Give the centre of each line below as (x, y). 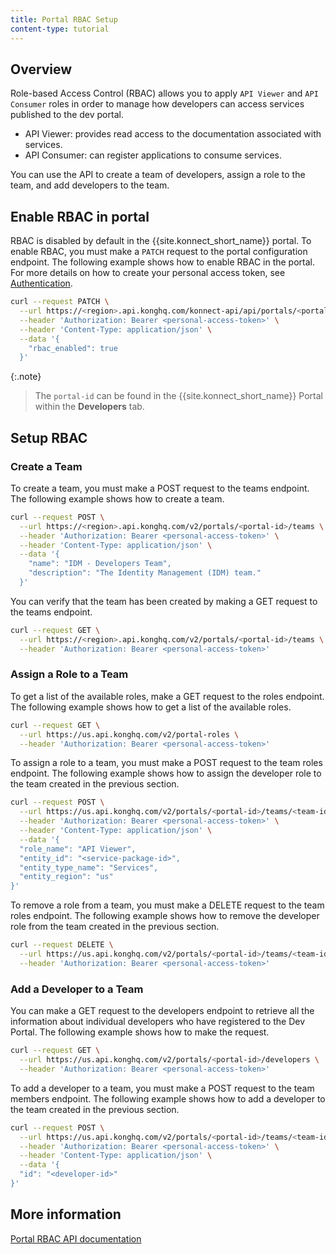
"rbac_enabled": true (73, 348)
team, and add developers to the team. (90, 185)
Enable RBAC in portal (80, 216)
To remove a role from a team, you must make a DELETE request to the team (167, 905)
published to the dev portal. (67, 115)
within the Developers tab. (89, 407)
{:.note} (26, 377)
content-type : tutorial (60, 29)
